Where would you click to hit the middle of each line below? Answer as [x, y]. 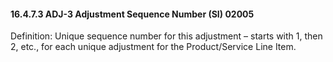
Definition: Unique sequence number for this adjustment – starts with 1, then [166, 36]
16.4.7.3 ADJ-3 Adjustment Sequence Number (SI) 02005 [132, 14]
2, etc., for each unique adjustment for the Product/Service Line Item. [153, 47]
